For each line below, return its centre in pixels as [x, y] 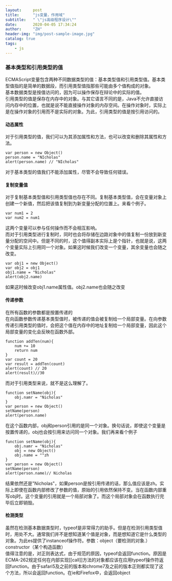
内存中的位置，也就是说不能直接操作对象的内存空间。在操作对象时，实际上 [88, 105]
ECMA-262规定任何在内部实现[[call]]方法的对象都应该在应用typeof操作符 [82, 560]
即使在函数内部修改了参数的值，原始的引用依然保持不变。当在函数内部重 [90, 489]
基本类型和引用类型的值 [34, 67]
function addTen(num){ [29, 341]
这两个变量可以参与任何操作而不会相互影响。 [52, 228]
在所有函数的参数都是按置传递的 [39, 312]
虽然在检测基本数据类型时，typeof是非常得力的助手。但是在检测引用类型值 [84, 528]
